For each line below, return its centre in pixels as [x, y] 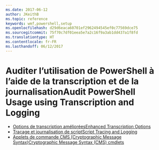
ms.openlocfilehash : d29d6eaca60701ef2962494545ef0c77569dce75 [72, 28]
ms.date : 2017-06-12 [27, 10]
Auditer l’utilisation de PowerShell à [80, 71]
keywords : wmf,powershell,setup [39, 23]
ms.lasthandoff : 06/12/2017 [34, 46]
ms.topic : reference [27, 19]
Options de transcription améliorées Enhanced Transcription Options [82, 126]
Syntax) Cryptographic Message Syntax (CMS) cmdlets [68, 142]
